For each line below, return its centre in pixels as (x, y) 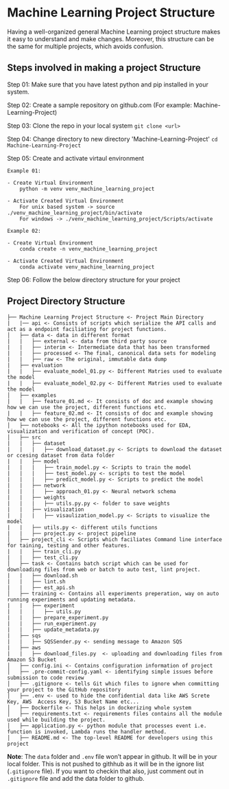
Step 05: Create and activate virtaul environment (76, 158)
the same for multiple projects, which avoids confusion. (85, 46)
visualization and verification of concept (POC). (81, 431)
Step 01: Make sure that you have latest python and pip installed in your (108, 84)
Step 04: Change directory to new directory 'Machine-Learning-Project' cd (112, 139)
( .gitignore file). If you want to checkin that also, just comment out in (105, 771)
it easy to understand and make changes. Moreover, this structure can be (111, 38)
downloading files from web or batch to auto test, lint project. (104, 569)
